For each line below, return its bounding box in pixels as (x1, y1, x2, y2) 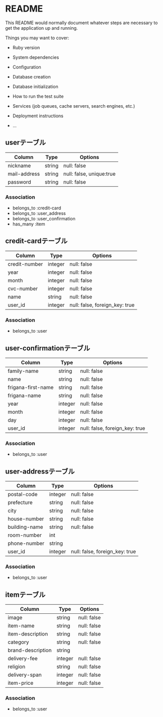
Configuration (12, 64, 41, 70)
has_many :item (12, 221, 45, 227)
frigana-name (8, 392, 41, 399)
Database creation (12, 73, 51, 79)
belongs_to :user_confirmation (12, 216, 75, 222)
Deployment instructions (12, 113, 64, 119)
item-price (8, 680, 34, 687)
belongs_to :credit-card (12, 205, 61, 211)
